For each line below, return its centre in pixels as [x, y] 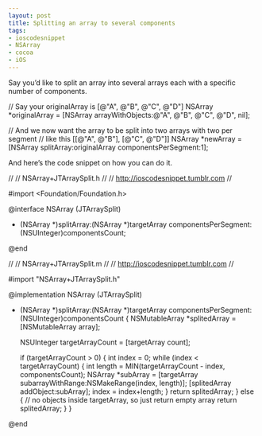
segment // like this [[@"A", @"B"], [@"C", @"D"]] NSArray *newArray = [125, 138]
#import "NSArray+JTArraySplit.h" [64, 278]
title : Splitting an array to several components [92, 23]
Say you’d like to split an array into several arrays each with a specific [122, 82]
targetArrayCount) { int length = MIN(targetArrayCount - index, [122, 366]
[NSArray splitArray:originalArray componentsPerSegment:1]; [108, 147]
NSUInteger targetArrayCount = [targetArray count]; [105, 342]
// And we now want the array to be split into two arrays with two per [120, 130]
